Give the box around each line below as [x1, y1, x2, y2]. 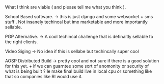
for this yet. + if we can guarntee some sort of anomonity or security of [5, 63, 149, 69]
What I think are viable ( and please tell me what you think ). [5, 4, 126, 10]
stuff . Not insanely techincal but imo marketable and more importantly [5, 19, 148, 25]
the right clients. [5, 39, 38, 45]
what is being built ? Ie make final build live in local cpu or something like [5, 68, 152, 74]
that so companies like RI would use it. [5, 74, 82, 79]
